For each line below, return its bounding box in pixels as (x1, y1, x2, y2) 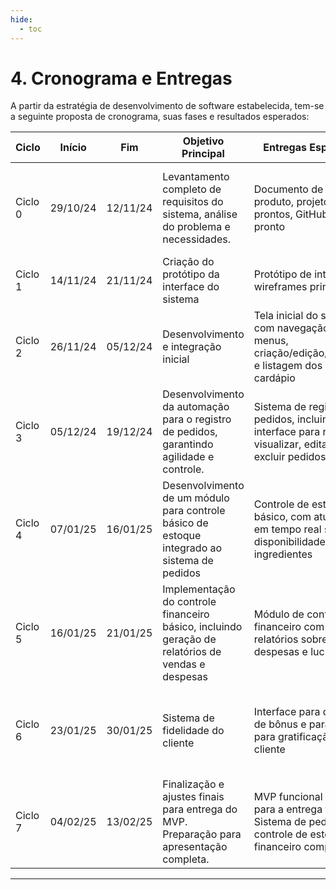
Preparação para (162, 827, 242, 841)
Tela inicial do (253, 309, 319, 323)
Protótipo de (253, 267, 312, 281)
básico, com (253, 510, 312, 524)
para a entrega (253, 802, 323, 816)
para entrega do (162, 802, 238, 816)
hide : (10, 14, 33, 25)
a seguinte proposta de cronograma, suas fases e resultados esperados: (10, 111, 310, 123)
